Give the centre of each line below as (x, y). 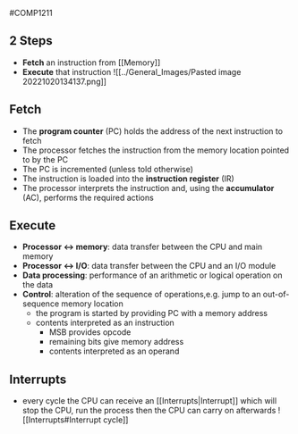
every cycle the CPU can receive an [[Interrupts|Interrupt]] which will (149, 401)
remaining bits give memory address (116, 342)
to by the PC (45, 159)
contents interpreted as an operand (114, 351)
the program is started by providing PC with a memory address (152, 313)
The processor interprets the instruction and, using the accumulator (148, 188)
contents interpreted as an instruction (105, 323)
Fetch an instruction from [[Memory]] (91, 63)
